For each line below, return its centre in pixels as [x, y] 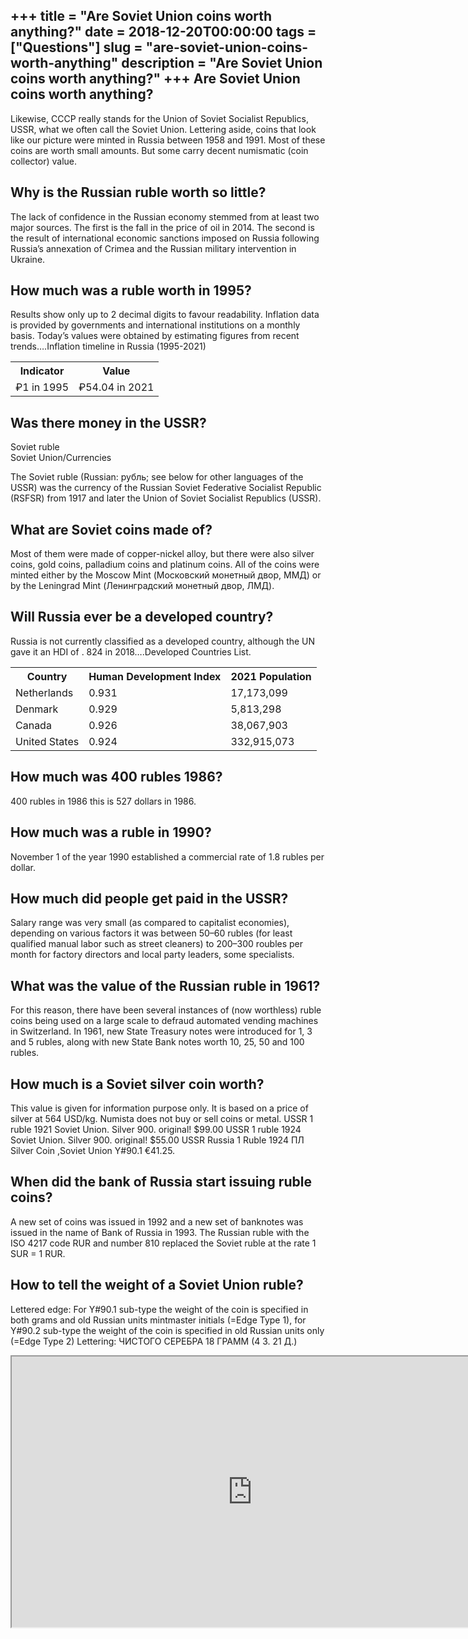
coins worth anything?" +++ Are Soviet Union [155, 79]
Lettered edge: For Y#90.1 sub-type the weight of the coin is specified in [159, 1309]
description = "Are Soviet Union [222, 63]
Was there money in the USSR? [108, 422]
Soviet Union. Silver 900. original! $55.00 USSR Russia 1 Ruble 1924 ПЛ [157, 1140]
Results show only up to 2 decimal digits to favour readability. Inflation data [165, 315]
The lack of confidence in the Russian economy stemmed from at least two [165, 216]
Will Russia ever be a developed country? [142, 617]
